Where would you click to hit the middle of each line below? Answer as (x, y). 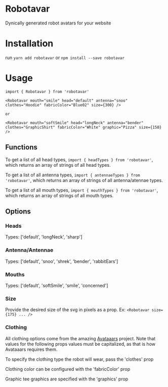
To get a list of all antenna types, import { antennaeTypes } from (73, 175)
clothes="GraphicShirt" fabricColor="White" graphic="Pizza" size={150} (83, 127)
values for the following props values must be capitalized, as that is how (80, 344)
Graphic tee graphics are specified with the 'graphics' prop (67, 379)
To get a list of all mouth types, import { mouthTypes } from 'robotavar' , (82, 190)
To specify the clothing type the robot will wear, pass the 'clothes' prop (79, 359)
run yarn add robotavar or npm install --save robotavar (65, 57)
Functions (22, 147)
